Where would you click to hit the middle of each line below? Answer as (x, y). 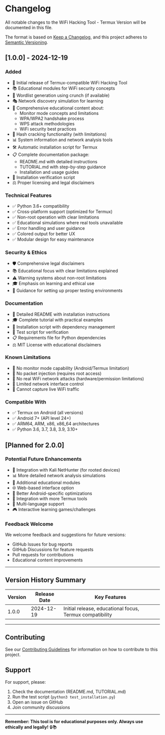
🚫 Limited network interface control (48, 384)
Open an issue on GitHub (38, 702)
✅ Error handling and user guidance (48, 228)
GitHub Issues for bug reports (42, 544)
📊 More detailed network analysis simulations (59, 475)
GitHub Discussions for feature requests (53, 550)
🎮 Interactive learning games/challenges (54, 509)
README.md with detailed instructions (58, 161)
